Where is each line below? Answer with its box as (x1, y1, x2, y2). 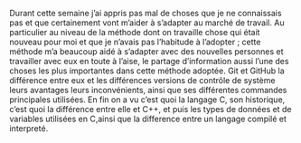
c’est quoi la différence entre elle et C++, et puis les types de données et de (9, 104, 292, 114)
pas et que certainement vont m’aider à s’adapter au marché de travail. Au (9, 17, 285, 28)
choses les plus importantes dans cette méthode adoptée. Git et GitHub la (9, 65, 285, 76)
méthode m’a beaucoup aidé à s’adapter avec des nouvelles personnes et (9, 46, 284, 57)
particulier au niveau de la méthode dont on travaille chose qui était (9, 27, 260, 37)
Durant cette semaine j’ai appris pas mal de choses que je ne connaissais (9, 8, 282, 18)
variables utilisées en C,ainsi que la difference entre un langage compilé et (9, 113, 287, 124)
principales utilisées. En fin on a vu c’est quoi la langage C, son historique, (9, 94, 286, 105)
